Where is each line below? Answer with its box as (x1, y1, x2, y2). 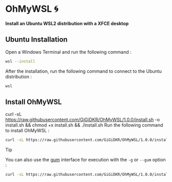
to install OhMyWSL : (5, 128, 50, 134)
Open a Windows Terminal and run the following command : (5, 49, 132, 55)
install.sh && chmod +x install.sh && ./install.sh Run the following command (5, 122, 163, 128)
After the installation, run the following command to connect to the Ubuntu (5, 68, 162, 74)
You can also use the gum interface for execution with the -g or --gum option (5, 157, 166, 163)
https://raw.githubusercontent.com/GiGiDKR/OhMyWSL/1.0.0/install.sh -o (5, 116, 160, 123)
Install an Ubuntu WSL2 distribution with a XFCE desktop (5, 20, 129, 26)
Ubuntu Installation (5, 35, 68, 44)
